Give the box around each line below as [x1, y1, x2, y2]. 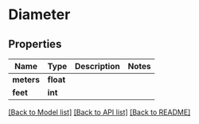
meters [12, 74, 40, 85]
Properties [8, 37, 62, 51]
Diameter [8, 6, 71, 24]
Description [74, 61, 121, 72]
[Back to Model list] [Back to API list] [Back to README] [8, 107, 191, 117]
